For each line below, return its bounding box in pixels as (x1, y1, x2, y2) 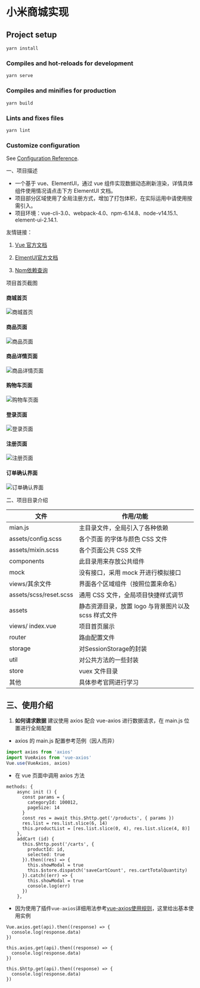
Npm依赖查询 (14, 267, 48, 274)
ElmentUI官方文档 (14, 254, 58, 261)
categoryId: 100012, (27, 799, 79, 806)
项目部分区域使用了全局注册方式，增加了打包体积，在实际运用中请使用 (14, 195, 187, 202)
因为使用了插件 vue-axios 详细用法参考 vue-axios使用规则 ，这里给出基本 (14, 905, 189, 912)
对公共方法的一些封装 (79, 655, 139, 664)
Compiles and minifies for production (6, 87, 116, 95)
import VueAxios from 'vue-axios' (6, 755, 92, 761)
